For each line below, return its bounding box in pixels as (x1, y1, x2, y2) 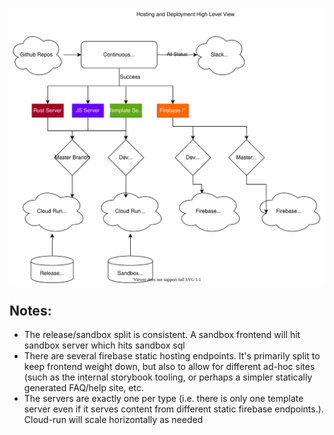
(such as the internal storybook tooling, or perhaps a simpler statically (23, 371, 313, 383)
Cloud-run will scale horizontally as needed (23, 414, 204, 426)
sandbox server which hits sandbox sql (23, 339, 186, 352)
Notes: (9, 302, 52, 319)
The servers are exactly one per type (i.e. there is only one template (23, 393, 304, 405)
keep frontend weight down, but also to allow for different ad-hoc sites (23, 361, 316, 373)
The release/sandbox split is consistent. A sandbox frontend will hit (23, 329, 301, 341)
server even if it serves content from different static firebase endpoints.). (23, 403, 324, 415)
